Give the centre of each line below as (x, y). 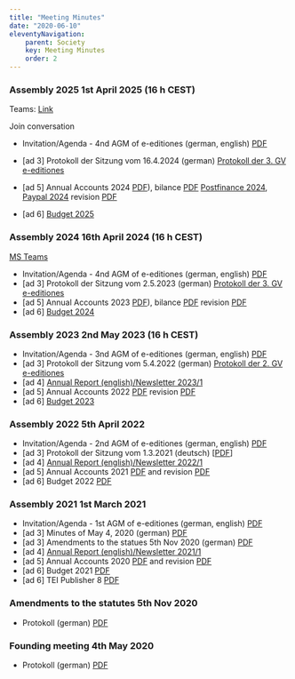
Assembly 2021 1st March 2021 (78, 505)
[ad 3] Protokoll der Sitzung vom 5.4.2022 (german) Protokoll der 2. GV (152, 363)
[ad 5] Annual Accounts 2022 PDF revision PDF (109, 391)
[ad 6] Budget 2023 (58, 401)
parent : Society (56, 42)
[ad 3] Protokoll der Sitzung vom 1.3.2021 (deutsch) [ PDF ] (128, 453)
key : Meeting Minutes (65, 51)
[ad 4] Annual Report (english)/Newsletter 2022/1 (112, 462)
